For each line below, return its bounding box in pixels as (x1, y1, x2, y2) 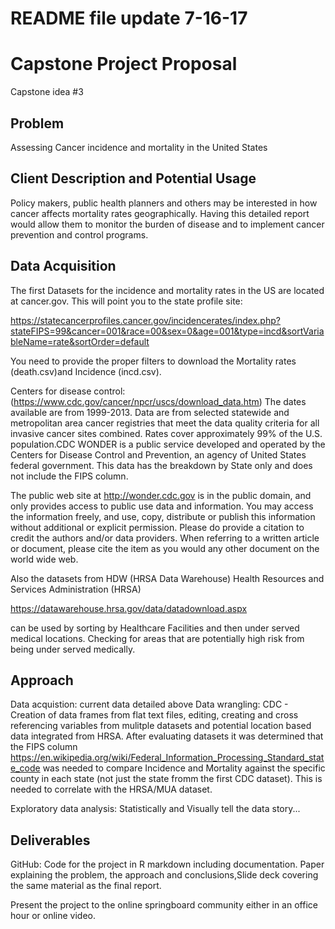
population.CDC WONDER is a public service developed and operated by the (10, 438, 326, 450)
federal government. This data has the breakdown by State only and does (10, 459, 313, 471)
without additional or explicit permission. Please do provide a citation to (10, 521, 305, 533)
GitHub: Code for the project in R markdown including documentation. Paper (10, 858, 325, 871)
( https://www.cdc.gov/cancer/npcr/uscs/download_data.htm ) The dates (10, 395, 307, 407)
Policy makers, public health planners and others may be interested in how (10, 197, 318, 209)
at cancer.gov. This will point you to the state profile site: (10, 295, 243, 307)
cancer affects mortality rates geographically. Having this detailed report (10, 207, 310, 219)
